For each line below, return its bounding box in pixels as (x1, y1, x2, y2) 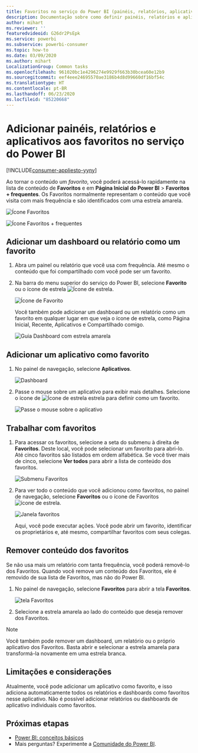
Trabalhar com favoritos (6, 423, 97, 433)
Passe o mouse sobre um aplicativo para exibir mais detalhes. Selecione (14, 388, 190, 396)
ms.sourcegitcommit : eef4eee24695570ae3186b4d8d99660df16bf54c (6, 74, 165, 80)
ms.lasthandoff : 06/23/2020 (6, 91, 75, 97)
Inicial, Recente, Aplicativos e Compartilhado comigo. (14, 321, 144, 328)
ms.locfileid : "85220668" (6, 96, 70, 102)
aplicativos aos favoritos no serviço (6, 134, 184, 148)
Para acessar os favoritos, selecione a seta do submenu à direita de (14, 439, 180, 446)
